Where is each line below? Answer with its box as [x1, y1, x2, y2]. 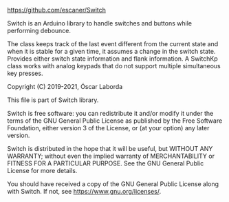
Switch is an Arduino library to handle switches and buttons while [7, 19, 193, 27]
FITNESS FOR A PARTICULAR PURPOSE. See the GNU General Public [7, 159, 204, 168]
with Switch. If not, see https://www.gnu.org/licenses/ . [7, 188, 162, 195]
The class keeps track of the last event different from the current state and [7, 40, 219, 48]
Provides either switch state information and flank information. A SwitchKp [7, 54, 218, 63]
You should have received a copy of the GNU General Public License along [7, 180, 219, 188]
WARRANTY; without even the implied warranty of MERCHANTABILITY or [7, 152, 215, 160]
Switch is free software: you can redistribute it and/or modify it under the [7, 110, 214, 117]
